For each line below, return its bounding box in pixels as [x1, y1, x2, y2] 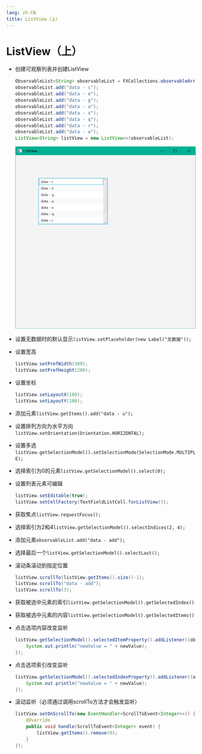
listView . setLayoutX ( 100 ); [14, 392, 83, 398]
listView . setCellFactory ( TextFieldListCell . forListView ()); [14, 499, 169, 505]
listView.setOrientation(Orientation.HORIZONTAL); [14, 430, 145, 436]
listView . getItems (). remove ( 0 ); [37, 730, 118, 736]
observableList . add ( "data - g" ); [14, 97, 99, 103]
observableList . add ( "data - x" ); [14, 110, 99, 116]
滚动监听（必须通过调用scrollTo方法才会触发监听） [14, 698, 140, 705]
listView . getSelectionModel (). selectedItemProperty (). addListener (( [14, 637, 191, 643]
